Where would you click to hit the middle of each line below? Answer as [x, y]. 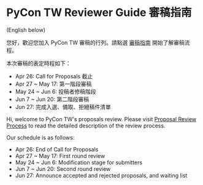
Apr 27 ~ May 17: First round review [60, 156]
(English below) [26, 30]
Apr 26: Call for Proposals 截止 [54, 76]
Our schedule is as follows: [40, 137]
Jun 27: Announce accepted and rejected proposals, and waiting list [101, 175]
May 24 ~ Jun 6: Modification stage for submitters [79, 162]
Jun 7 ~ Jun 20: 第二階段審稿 [52, 99]
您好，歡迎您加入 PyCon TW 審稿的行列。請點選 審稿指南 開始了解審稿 [96, 42]
